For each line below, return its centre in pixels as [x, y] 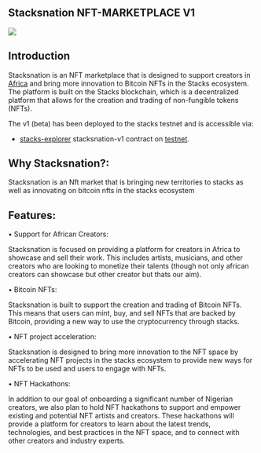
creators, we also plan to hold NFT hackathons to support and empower [125, 407]
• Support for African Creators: [58, 234]
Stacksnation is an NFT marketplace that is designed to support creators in [129, 75]
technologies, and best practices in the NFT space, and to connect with [124, 433]
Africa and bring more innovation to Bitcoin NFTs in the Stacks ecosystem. [129, 83]
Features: [32, 215]
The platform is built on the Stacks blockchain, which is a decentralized [123, 91]
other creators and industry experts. [67, 441]
